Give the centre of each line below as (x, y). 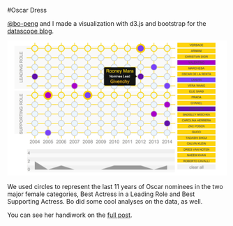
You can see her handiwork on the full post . (70, 215)
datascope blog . (31, 31)
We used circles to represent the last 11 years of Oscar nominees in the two (115, 186)
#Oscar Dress (27, 10)
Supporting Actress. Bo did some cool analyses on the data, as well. (105, 201)
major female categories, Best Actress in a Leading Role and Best (101, 194)
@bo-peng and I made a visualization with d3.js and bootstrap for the (107, 23)
